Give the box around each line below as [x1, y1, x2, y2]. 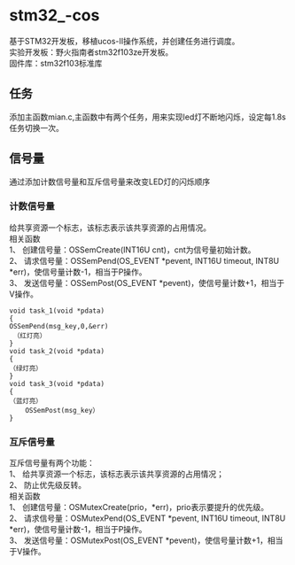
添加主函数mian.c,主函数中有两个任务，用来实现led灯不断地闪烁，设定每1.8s [9, 112, 286, 122]
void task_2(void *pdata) [9, 346, 105, 355]
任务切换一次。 [9, 122, 64, 133]
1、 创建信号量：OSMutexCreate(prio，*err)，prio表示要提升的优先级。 [9, 502, 268, 513]
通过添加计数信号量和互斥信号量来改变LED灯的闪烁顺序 [9, 176, 211, 187]
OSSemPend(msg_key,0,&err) [9, 321, 109, 330]
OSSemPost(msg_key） [25, 406, 100, 414]
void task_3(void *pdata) [9, 379, 105, 388]
